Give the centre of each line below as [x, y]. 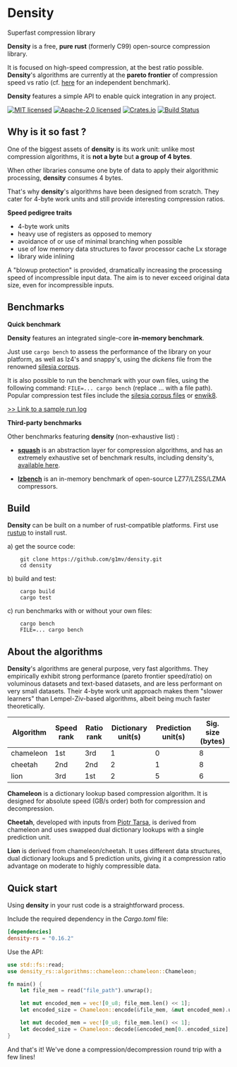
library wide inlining [46, 256]
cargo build [37, 592]
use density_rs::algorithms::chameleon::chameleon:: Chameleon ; [102, 971]
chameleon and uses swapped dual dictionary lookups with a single [106, 830]
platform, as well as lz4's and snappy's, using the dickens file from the [110, 359]
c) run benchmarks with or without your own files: [80, 611]
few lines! [21, 1056]
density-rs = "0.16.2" [41, 938]
